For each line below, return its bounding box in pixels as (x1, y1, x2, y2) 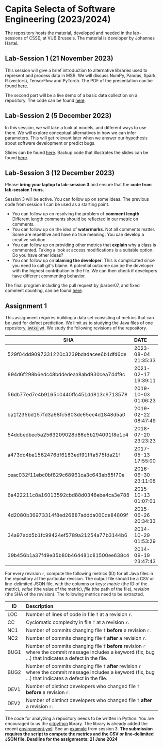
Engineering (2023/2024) (5, 14, 111, 25)
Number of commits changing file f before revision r (26, 643, 146, 650)
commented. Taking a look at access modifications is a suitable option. (12, 247, 154, 253)
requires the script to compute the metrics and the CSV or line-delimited (5, 731, 154, 737)
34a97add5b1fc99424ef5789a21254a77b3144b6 (7, 532, 128, 539)
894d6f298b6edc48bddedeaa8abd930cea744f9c (7, 371, 125, 378)
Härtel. (5, 40, 18, 46)
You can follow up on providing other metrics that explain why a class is (12, 242, 156, 248)
